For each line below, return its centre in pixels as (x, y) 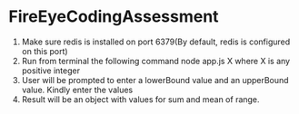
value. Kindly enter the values (77, 90)
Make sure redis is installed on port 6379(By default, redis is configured (156, 42)
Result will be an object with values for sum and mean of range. (140, 99)
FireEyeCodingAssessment (114, 17)
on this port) (45, 51)
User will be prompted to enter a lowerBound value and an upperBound (155, 80)
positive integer (51, 71)
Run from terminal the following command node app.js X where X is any (156, 61)
